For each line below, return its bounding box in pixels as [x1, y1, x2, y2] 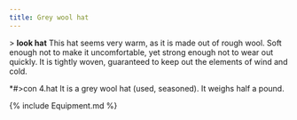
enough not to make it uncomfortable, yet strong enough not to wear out [9, 46, 273, 58]
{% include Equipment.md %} [9, 100, 118, 111]
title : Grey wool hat [9, 12, 90, 22]
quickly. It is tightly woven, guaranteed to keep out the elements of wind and [9, 56, 288, 67]
